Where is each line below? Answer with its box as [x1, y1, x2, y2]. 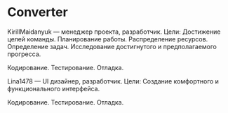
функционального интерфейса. [7, 84, 100, 93]
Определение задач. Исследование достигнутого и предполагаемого [7, 42, 217, 51]
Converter [7, 4, 68, 20]
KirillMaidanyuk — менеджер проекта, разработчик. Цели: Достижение [7, 27, 221, 36]
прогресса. [7, 50, 41, 58]
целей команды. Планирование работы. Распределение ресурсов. [7, 34, 208, 43]
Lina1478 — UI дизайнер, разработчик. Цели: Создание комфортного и [7, 77, 220, 85]
